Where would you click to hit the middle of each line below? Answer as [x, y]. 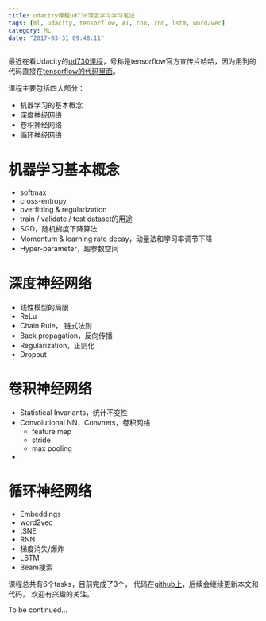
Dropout [33, 355]
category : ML [30, 30]
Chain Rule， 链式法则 [56, 326]
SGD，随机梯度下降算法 [58, 229]
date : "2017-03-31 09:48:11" [56, 38]
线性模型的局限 [44, 308]
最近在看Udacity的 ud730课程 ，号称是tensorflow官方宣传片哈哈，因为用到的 [132, 61]
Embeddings [40, 514]
